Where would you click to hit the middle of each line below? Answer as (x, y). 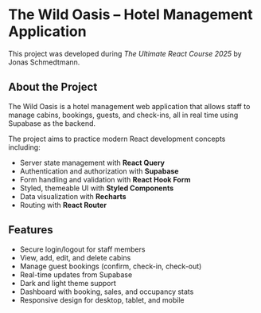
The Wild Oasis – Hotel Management (130, 15)
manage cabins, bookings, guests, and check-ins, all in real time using (123, 115)
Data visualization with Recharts (73, 196)
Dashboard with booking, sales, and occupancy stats (107, 291)
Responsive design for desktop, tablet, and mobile (102, 299)
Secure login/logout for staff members (82, 249)
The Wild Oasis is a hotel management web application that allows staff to (129, 106)
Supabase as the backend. (52, 123)
